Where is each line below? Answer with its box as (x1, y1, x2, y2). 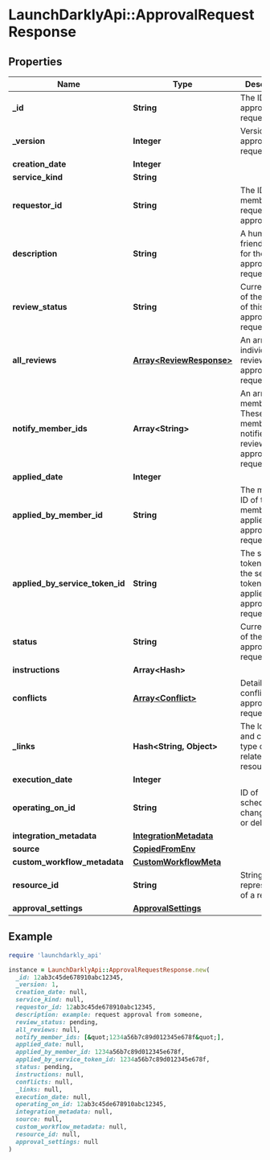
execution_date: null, (15, 1092, 92, 1101)
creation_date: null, (15, 988, 88, 997)
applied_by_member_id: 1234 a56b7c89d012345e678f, (15, 1048, 185, 1056)
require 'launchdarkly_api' (8, 951, 103, 959)
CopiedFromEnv (132, 843, 196, 854)
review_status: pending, (15, 1018, 99, 1026)
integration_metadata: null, (15, 1108, 113, 1116)
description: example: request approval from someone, (15, 1010, 203, 1018)
